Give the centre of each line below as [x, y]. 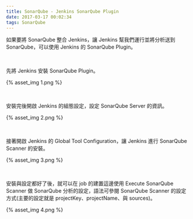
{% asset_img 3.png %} [35, 160]
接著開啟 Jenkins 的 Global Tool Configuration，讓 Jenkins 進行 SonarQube [96, 141]
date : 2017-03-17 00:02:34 [39, 17]
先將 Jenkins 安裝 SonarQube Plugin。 [52, 71]
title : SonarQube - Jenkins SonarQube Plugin [62, 11]
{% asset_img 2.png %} [35, 118]
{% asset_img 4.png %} [35, 210]
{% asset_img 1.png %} [34, 83]
